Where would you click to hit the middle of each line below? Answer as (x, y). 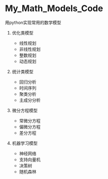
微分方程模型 (25, 110)
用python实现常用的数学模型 (33, 22)
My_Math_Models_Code (54, 8)
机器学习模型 (25, 143)
